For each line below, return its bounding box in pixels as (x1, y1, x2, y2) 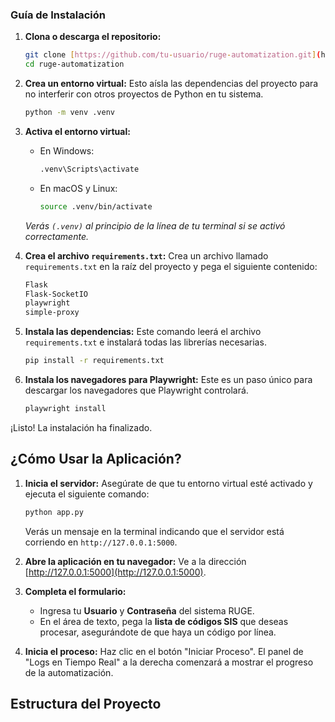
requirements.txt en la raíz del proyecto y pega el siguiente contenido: (24, 260, 318, 272)
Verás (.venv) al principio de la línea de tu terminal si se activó (24, 219, 286, 232)
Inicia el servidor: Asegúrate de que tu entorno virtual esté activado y (24, 477, 313, 489)
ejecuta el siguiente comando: (24, 488, 150, 500)
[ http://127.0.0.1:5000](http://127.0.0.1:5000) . (24, 566, 207, 578)
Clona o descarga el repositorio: (24, 31, 162, 43)
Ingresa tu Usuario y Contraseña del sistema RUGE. (39, 604, 255, 617)
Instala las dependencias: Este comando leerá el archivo (24, 326, 262, 338)
